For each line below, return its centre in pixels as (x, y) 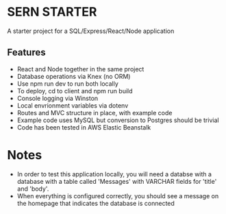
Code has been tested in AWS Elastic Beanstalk (84, 127)
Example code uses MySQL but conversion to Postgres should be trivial (118, 120)
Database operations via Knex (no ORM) (74, 76)
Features (26, 52)
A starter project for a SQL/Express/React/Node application (91, 31)
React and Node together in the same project (80, 69)
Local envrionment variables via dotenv (73, 105)
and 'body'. (33, 189)
